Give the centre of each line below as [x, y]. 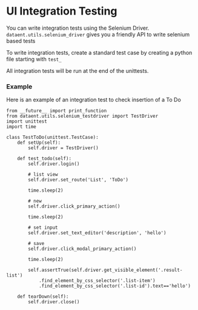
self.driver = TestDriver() [63, 148]
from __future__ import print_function [57, 111]
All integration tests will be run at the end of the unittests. [78, 70]
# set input [43, 228]
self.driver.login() [54, 164]
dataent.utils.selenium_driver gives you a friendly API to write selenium [98, 34]
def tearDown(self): [43, 297]
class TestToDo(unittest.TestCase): [52, 138]
